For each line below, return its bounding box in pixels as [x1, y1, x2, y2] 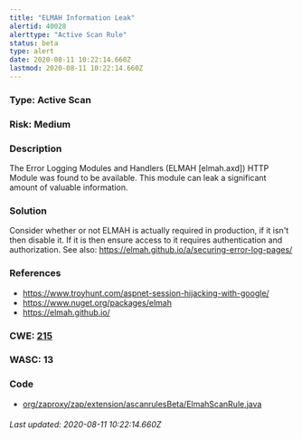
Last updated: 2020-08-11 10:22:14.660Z [9, 419, 162, 430]
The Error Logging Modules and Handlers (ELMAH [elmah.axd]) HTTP [9, 163, 269, 174]
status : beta [9, 38, 59, 48]
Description [9, 142, 62, 155]
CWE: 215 [9, 329, 52, 342]
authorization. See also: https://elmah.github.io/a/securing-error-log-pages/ [9, 244, 293, 255]
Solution [9, 205, 48, 217]
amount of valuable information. [9, 182, 128, 193]
